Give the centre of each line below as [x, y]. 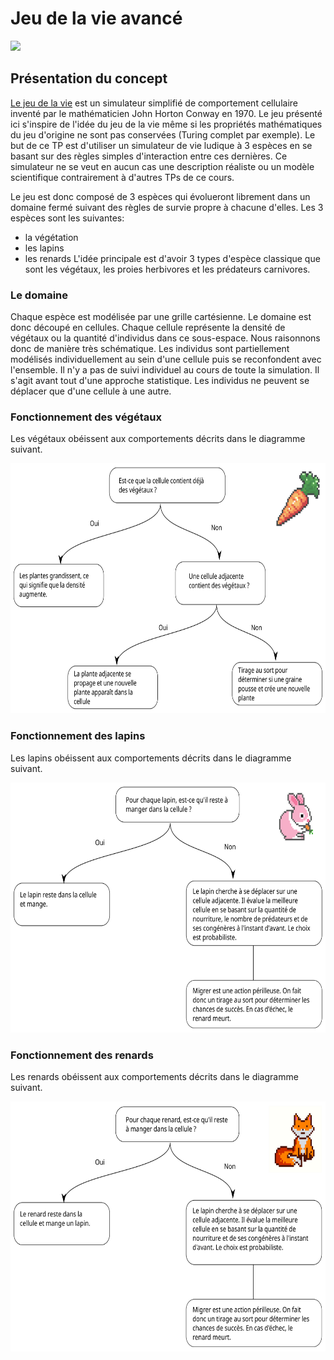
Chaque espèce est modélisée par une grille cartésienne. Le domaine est [161, 317]
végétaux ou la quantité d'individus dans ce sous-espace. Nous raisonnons [165, 338]
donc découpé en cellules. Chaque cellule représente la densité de [148, 328]
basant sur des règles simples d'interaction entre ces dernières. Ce [149, 156]
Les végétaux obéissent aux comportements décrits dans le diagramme [158, 439]
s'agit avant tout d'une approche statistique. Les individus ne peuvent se [160, 381]
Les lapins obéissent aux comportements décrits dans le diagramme [151, 758]
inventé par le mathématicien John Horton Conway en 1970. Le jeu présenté [166, 113]
